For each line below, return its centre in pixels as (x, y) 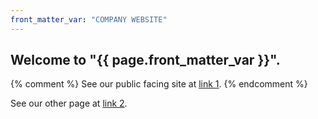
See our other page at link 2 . (69, 103)
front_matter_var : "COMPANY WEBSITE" (89, 19)
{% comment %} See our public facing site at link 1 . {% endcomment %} (159, 84)
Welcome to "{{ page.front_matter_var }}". (145, 60)
